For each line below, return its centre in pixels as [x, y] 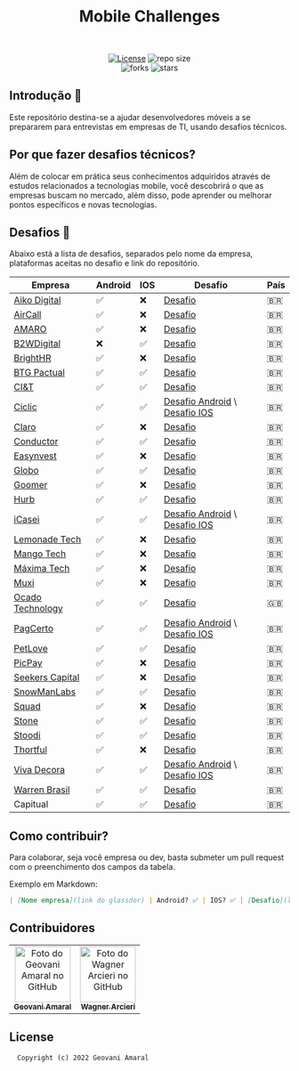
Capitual [31, 805]
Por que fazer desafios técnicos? [102, 154]
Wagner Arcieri [108, 1006]
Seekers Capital [47, 677]
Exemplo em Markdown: [53, 884]
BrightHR [32, 358]
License [32, 1038]
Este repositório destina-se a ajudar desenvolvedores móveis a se [130, 117]
